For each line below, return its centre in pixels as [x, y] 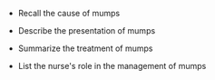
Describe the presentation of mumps [87, 30]
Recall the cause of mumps [69, 13]
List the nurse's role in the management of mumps [112, 66]
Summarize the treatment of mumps [85, 48]
